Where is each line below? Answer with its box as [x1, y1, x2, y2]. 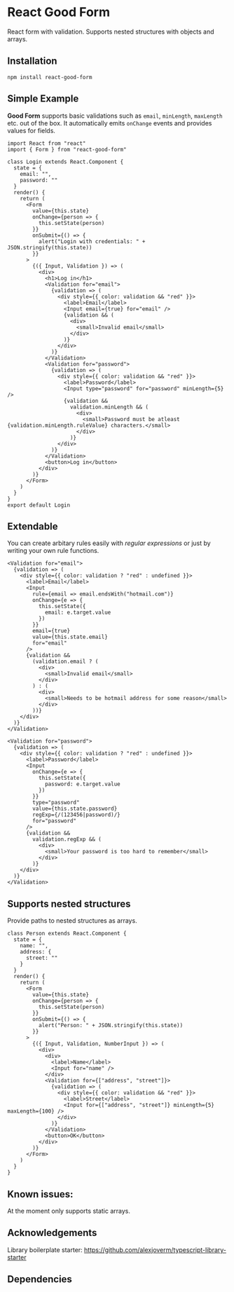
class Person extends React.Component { [7, 930, 128, 937]
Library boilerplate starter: [7, 1245, 83, 1254]
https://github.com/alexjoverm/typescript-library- [83, 1245, 226, 1254]
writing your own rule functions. [7, 547, 99, 555]
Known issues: [7, 1188, 74, 1200]
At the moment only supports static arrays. [7, 1207, 131, 1215]
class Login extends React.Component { [7, 158, 124, 165]
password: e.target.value [44, 781, 121, 788]
